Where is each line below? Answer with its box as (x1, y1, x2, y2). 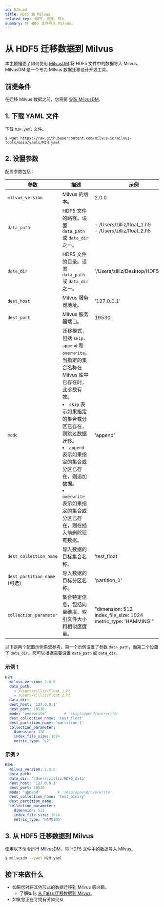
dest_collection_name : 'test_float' (9, 716, 84, 720)
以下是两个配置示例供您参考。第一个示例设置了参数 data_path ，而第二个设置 (5, 644, 159, 649)
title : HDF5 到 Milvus (5, 12, 50, 17)
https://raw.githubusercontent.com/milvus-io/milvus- (20, 136, 132, 141)
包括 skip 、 (62, 334, 89, 341)
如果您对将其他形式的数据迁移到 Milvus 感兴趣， (12, 884, 109, 890)
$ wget (5, 136, 19, 141)
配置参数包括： (5, 168, 35, 174)
